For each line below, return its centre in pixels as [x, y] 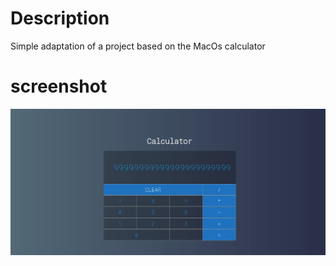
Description [60, 18]
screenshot [59, 86]
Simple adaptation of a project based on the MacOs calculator [138, 46]
